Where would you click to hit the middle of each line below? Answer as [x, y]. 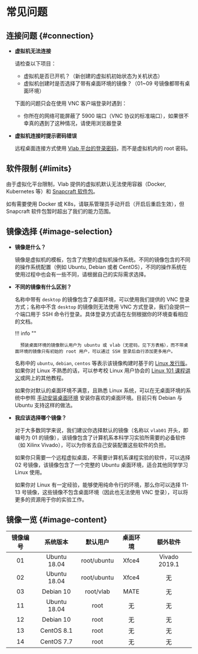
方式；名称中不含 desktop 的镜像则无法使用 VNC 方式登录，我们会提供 [100, 307]
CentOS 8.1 [57, 630]
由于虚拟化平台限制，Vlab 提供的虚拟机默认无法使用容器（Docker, [86, 184]
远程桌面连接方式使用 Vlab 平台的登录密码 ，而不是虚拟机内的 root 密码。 [103, 148]
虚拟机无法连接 [33, 51]
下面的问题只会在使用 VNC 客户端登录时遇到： [71, 103]
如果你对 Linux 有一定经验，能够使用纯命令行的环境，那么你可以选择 [98, 485]
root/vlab [98, 591]
